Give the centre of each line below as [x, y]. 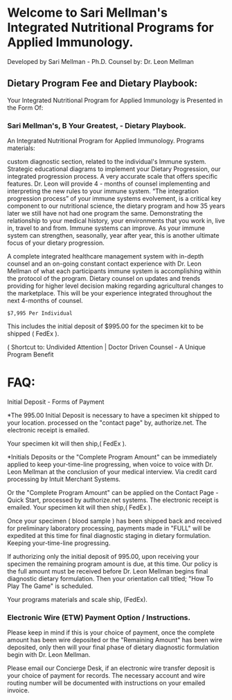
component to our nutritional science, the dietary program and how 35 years [116, 206]
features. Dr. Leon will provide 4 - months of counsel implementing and [109, 184]
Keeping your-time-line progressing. [59, 543]
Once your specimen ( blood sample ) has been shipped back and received [114, 521]
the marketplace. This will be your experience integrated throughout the [110, 293]
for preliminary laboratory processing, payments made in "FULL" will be [109, 528]
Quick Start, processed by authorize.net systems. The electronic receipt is [113, 500]
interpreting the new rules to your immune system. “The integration [103, 191]
